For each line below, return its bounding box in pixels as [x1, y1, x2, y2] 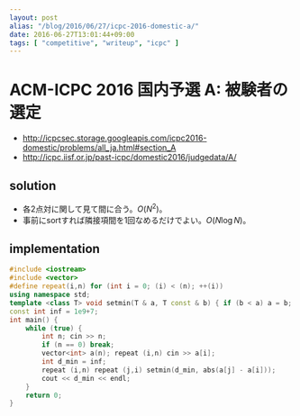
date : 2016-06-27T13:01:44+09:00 [9, 30, 135, 39]
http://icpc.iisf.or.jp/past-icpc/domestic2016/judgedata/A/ [22, 152, 237, 163]
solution [9, 177, 57, 194]
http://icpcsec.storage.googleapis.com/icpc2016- [22, 132, 207, 144]
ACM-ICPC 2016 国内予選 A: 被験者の [9, 80, 288, 100]
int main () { [9, 315, 59, 324]
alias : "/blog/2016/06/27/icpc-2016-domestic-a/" [9, 22, 200, 31]
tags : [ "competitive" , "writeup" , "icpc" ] [9, 38, 179, 48]
